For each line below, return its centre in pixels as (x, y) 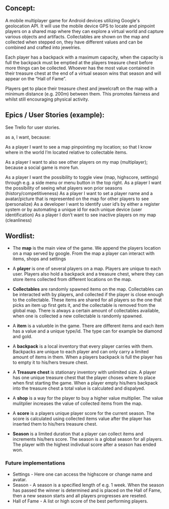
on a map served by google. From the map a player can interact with (83, 253)
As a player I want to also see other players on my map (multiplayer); (76, 162)
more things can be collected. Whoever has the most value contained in (80, 68)
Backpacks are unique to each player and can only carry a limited (80, 352)
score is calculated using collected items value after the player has (82, 419)
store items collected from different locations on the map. (72, 280)
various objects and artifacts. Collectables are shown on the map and (77, 36)
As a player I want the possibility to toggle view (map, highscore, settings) (82, 177)
